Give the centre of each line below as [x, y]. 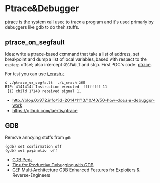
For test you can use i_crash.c [35, 74]
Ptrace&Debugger [42, 8]
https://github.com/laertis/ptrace [45, 110]
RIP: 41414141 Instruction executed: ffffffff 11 [56, 87]
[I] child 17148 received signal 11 [44, 91]
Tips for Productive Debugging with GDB [53, 165]
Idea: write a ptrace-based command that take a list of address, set [72, 54]
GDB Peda [22, 159]
